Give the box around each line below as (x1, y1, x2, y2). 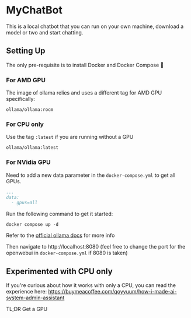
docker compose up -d (6, 222, 59, 228)
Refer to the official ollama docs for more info (6, 232, 115, 239)
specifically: (6, 96, 35, 103)
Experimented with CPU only (6, 266, 113, 276)
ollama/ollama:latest (6, 145, 59, 151)
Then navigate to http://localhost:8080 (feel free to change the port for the (6, 243, 186, 250)
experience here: (6, 288, 47, 295)
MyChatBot (6, 4, 62, 17)
